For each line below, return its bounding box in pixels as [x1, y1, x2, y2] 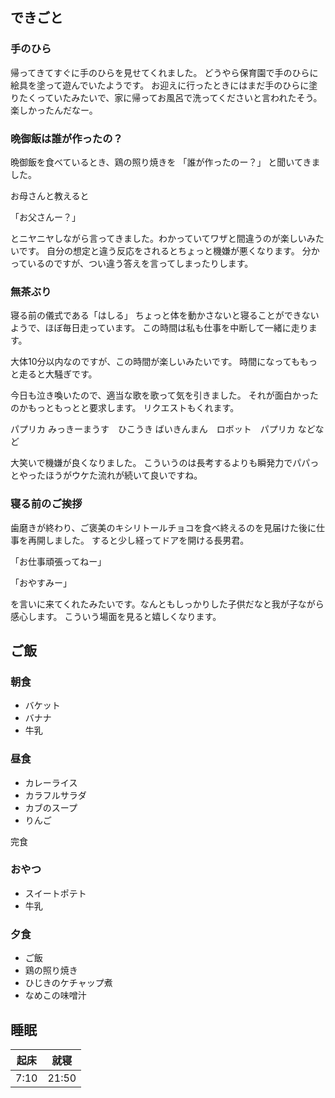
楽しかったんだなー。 [10, 104, 98, 116]
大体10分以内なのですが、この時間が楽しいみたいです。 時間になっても [10, 356, 300, 368]
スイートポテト [24, 887, 87, 899]
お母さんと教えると [10, 189, 90, 202]
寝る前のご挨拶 [10, 497, 83, 511]
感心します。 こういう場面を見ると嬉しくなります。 [10, 610, 222, 622]
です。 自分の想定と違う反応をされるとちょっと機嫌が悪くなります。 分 [18, 244, 312, 257]
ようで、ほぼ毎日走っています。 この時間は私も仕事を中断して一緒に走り [10, 322, 309, 334]
